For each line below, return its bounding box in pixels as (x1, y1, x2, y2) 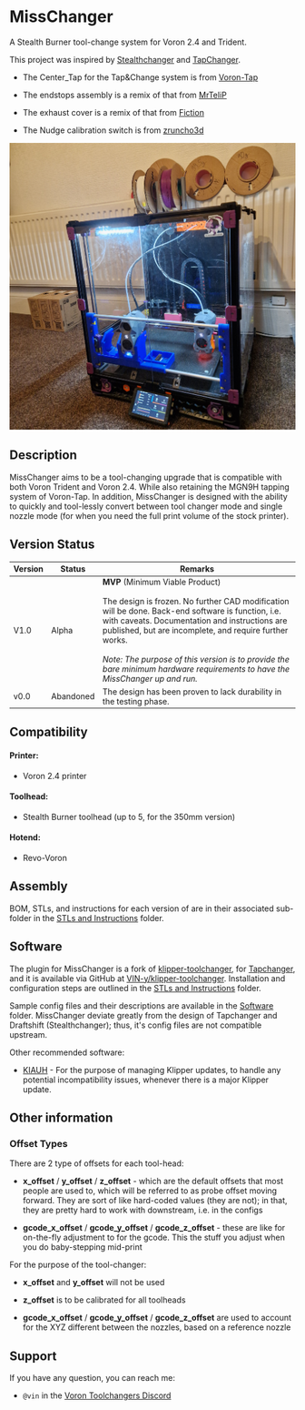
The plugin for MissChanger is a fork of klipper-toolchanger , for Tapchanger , (9, 963, 296, 974)
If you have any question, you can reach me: (9, 1373, 175, 1384)
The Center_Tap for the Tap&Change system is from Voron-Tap (22, 71, 259, 83)
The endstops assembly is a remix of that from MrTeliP (22, 89, 227, 100)
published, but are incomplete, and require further (103, 625, 289, 636)
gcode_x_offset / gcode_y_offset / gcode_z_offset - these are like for (22, 1222, 286, 1233)
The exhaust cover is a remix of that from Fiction (22, 107, 204, 117)
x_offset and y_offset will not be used (22, 1277, 165, 1288)
